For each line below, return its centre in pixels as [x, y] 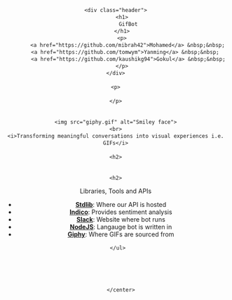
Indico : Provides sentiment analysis [121, 212]
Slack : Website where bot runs [121, 219]
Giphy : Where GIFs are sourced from [121, 234]
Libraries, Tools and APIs [116, 191]
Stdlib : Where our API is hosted [121, 205]
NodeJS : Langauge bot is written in [121, 227]
